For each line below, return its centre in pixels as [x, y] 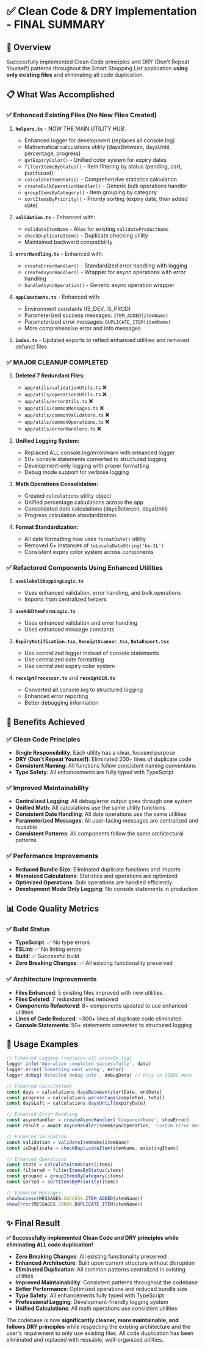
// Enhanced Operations [37, 1159]
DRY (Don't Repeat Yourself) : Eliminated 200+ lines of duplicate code [103, 759]
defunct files [31, 346]
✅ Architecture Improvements [52, 980]
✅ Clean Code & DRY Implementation [102, 11]
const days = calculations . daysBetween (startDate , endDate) [85, 1092]
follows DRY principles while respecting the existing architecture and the [99, 1327]
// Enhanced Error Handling [42, 1114]
